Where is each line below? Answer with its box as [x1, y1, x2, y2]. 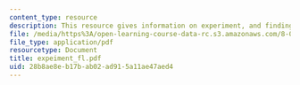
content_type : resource [9, 12, 98, 22]
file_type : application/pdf [9, 37, 114, 47]
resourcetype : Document [9, 46, 98, 55]
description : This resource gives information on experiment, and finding [9, 21, 294, 30]
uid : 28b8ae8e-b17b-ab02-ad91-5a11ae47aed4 [9, 63, 174, 72]
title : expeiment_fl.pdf [9, 54, 102, 63]
